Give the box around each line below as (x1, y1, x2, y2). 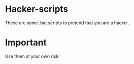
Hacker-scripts (5, 3, 68, 15)
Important (5, 37, 47, 48)
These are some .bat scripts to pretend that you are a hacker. (5, 20, 130, 26)
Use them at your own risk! (5, 53, 60, 59)
